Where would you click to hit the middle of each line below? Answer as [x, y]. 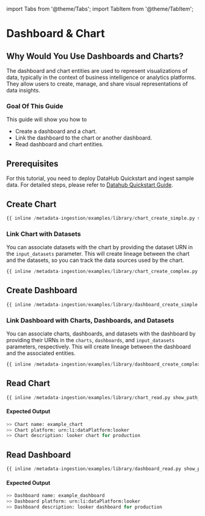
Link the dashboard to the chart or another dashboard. [84, 138]
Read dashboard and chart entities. [59, 144]
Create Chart [31, 204]
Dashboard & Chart [56, 34]
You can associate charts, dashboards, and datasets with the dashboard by [101, 334]
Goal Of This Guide [35, 106]
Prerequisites [32, 164]
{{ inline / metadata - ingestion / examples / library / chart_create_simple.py [101, 218]
